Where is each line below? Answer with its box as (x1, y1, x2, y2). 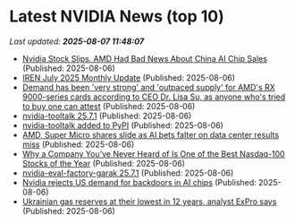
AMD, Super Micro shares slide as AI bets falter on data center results (21, 129, 280, 140)
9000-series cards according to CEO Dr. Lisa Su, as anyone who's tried (21, 91, 286, 102)
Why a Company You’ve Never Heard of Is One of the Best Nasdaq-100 (21, 148, 285, 159)
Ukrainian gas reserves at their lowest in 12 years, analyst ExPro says (21, 195, 277, 207)
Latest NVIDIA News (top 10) (9, 6, 225, 27)
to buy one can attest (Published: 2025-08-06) (21, 100, 196, 111)
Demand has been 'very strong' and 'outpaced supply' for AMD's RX (21, 82, 275, 92)
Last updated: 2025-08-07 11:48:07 (9, 36, 145, 47)
